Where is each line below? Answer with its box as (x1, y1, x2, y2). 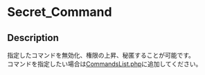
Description (7, 32, 59, 44)
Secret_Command (7, 4, 112, 20)
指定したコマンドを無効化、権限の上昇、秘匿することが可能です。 (7, 51, 195, 59)
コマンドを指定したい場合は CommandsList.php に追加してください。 (7, 60, 202, 68)
